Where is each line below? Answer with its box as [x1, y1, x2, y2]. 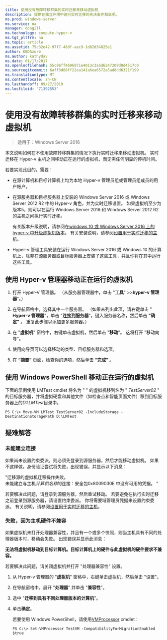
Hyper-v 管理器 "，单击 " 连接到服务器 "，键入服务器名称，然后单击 [12, 313, 148, 319]
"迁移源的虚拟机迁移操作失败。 [5, 474, 69, 480]
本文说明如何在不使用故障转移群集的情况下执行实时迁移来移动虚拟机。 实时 [5, 150, 159, 156]
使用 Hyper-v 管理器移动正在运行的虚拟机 [5, 275, 133, 284]
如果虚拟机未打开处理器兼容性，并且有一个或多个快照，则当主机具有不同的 [5, 530, 158, 536]
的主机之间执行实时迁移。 [12, 213, 65, 219]
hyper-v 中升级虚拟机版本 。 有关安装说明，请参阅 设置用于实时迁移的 [12, 230, 153, 236]
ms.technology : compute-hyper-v [5, 30, 72, 35]
